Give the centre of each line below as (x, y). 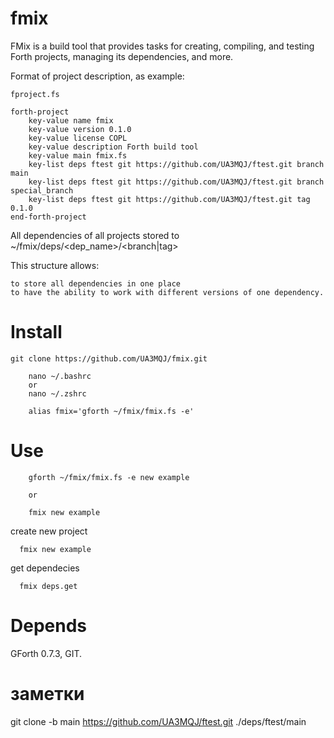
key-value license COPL (78, 138)
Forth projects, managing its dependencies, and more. (122, 56)
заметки (47, 693)
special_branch (42, 190)
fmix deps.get (48, 586)
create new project (49, 531)
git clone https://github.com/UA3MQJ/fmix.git (109, 358)
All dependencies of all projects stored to (95, 235)
